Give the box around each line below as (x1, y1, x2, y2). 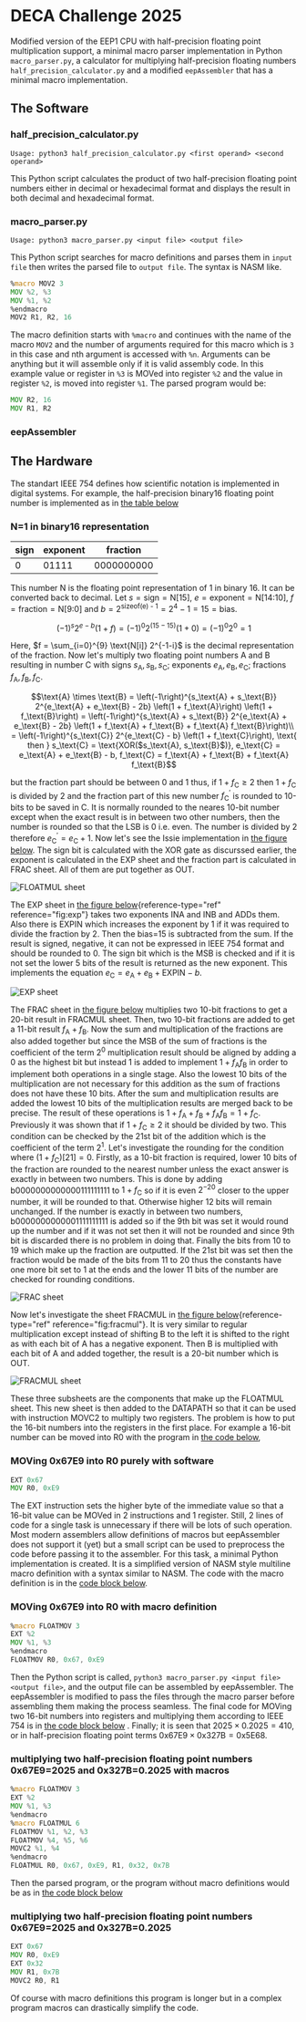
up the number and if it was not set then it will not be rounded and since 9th (10, 1226, 295, 1237)
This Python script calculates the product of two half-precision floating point (10, 172, 298, 183)
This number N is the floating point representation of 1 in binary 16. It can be (10, 583, 295, 594)
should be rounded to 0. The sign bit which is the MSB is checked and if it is (10, 948, 295, 959)
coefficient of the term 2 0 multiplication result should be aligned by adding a (10, 1045, 297, 1058)
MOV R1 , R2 (10, 404, 52, 413)
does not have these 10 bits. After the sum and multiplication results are (10, 1087, 279, 1099)
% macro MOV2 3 (10, 279, 65, 288)
